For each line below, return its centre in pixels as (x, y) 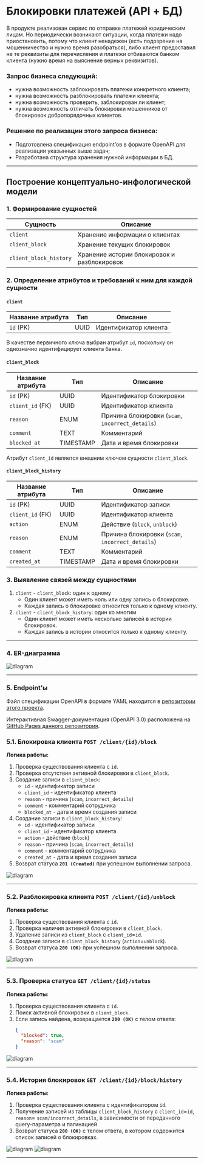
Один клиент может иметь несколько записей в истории (98, 619)
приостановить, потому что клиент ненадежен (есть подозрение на (94, 41)
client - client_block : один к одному (63, 593)
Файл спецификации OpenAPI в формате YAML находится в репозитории (101, 701)
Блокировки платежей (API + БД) (95, 11)
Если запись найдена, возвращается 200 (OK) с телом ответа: (95, 1019)
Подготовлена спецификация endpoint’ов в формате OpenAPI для (100, 144)
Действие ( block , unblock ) (139, 524)
